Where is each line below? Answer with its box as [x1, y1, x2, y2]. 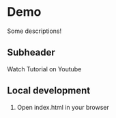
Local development [7, 85, 91, 97]
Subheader [7, 47, 56, 58]
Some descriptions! [7, 27, 62, 35]
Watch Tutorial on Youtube [7, 64, 82, 73]
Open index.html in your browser [16, 103, 109, 111]
